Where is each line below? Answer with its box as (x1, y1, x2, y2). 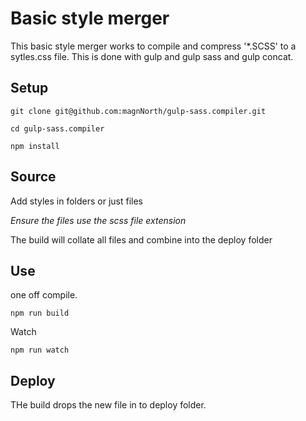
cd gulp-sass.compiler (10, 123, 105, 134)
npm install (10, 141, 60, 151)
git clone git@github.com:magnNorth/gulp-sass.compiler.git (10, 106, 267, 116)
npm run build (10, 308, 70, 319)
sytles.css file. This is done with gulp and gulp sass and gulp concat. (10, 50, 294, 62)
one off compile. (10, 289, 78, 301)
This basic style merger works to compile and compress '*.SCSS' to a (10, 40, 297, 52)
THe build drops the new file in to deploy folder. (10, 399, 207, 411)
